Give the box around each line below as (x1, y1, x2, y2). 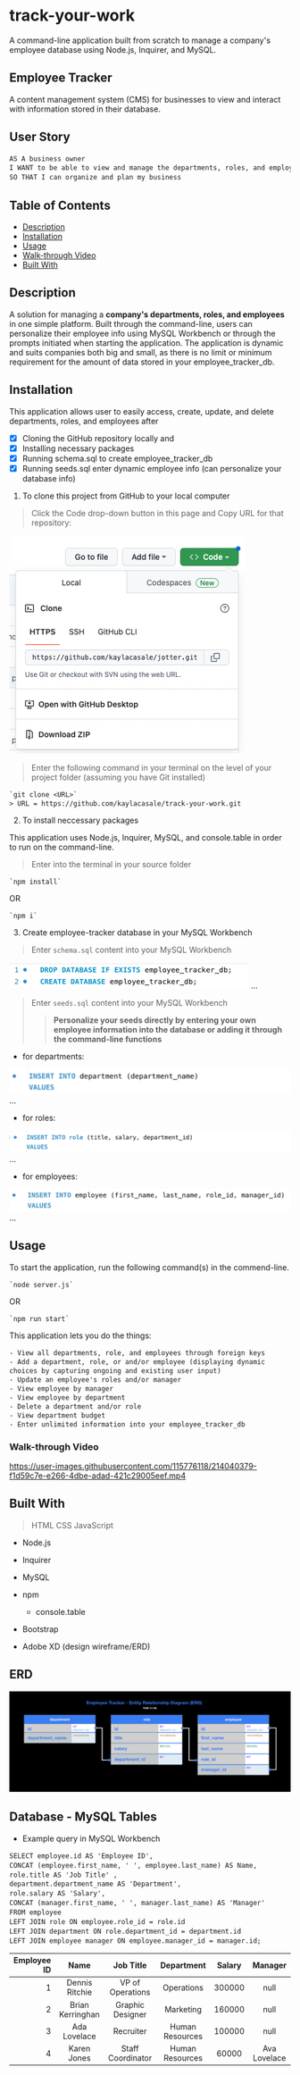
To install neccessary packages (21, 815, 139, 825)
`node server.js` (9, 1280, 74, 1289)
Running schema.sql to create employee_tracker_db (21, 453, 213, 464)
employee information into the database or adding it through (53, 1024, 283, 1034)
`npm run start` (9, 1314, 70, 1323)
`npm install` (9, 877, 62, 886)
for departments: (21, 1050, 85, 1061)
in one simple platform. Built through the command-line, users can (9, 318, 253, 329)
